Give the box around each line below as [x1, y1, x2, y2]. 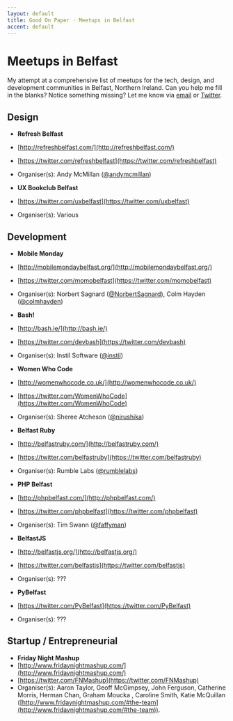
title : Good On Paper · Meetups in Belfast [7, 17, 136, 24]
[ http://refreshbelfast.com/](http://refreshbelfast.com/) [17, 144, 175, 152]
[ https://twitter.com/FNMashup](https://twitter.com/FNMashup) [17, 676, 200, 684]
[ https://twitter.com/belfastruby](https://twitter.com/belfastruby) [17, 453, 202, 461]
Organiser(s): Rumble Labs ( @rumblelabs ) [17, 466, 138, 474]
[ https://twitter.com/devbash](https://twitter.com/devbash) [17, 337, 186, 346]
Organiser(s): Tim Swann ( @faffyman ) [17, 520, 127, 529]
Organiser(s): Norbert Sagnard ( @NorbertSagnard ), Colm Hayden [17, 290, 206, 298]
